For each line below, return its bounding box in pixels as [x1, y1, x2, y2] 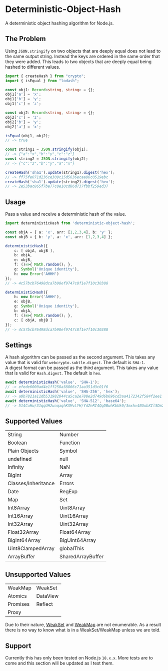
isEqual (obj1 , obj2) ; [5, 133, 50, 138]
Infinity [7, 464, 24, 471]
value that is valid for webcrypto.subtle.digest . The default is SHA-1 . [5, 360, 145, 366]
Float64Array [59, 529, 91, 536]
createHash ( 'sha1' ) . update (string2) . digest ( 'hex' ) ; [5, 179, 115, 184]
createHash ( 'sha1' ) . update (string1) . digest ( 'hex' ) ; [5, 170, 115, 175]
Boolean [7, 439, 27, 446]
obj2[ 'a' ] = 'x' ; [5, 124, 41, 129]
